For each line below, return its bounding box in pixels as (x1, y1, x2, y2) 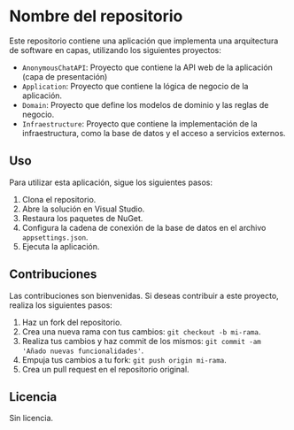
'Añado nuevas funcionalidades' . (21, 345, 144, 356)
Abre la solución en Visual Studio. (21, 203, 145, 214)
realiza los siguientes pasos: (9, 299, 112, 311)
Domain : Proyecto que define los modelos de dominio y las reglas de (21, 99, 269, 110)
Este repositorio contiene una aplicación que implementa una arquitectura (9, 35, 279, 46)
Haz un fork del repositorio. (21, 317, 122, 327)
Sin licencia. (9, 413, 54, 424)
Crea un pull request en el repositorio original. (21, 364, 190, 374)
